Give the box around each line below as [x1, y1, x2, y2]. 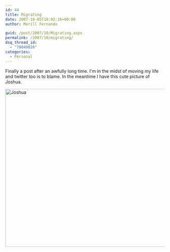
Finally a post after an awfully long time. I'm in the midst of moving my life [5, 68, 159, 74]
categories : [5, 49, 30, 55]
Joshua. [5, 79, 22, 85]
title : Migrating [5, 12, 42, 17]
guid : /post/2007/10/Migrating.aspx [5, 31, 82, 36]
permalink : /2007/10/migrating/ [5, 35, 73, 40]
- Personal [10, 54, 33, 59]
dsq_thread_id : [5, 40, 37, 45]
